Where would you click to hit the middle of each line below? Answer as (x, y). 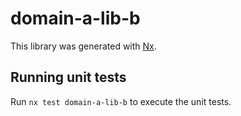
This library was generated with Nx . (83, 46)
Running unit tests (68, 77)
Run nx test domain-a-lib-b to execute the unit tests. (121, 101)
